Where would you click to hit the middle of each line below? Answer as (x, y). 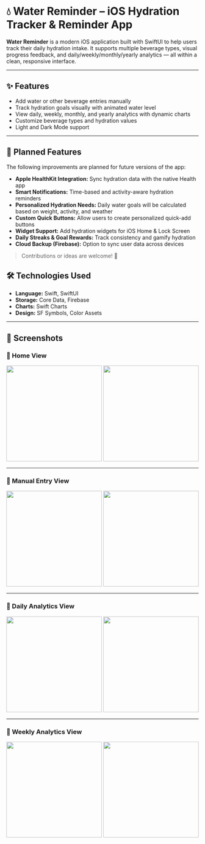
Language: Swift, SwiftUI (47, 294)
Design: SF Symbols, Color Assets (59, 313)
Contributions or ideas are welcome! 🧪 (69, 256)
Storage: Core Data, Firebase (52, 300)
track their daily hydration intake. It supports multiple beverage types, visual (102, 48)
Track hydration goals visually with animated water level (85, 107)
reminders (28, 198)
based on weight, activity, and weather (64, 211)
